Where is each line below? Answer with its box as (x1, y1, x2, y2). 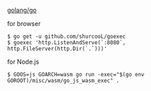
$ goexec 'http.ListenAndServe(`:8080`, (7, 39, 127, 46)
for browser (7, 20, 41, 27)
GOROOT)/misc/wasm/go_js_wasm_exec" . (7, 77, 120, 84)
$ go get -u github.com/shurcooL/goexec (7, 33, 127, 40)
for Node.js (7, 57, 40, 66)
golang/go (7, 6, 37, 14)
